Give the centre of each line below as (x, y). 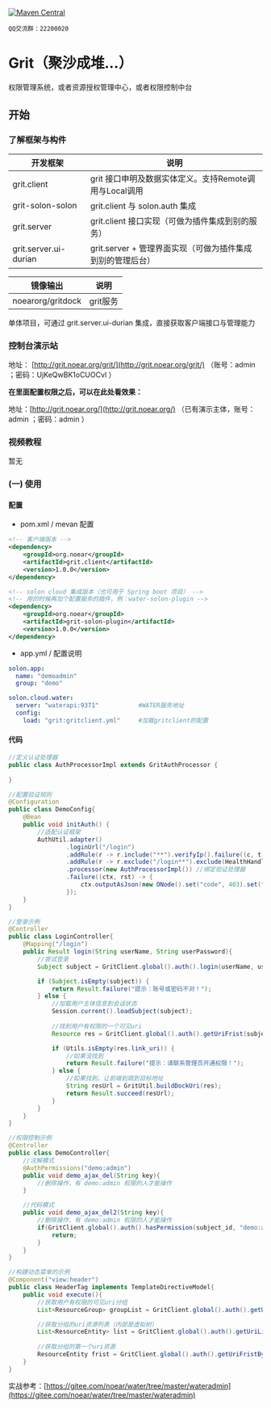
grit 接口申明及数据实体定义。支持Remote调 (173, 178)
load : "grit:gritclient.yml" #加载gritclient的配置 (115, 720)
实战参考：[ (27, 1385)
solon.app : (27, 668)
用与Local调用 (117, 191)
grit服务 (104, 301)
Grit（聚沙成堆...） (71, 63)
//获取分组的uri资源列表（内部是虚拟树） (98, 1324)
